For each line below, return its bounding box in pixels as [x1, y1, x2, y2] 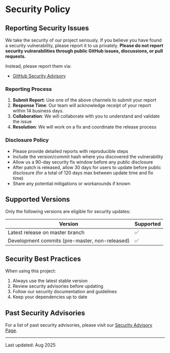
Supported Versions [5, 195, 70, 204]
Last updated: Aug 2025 [5, 342, 56, 348]
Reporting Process [5, 85, 52, 92]
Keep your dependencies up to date [12, 294, 88, 300]
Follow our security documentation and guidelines [12, 289, 117, 295]
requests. [5, 53, 26, 59]
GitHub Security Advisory [12, 73, 66, 79]
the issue [12, 119, 32, 125]
